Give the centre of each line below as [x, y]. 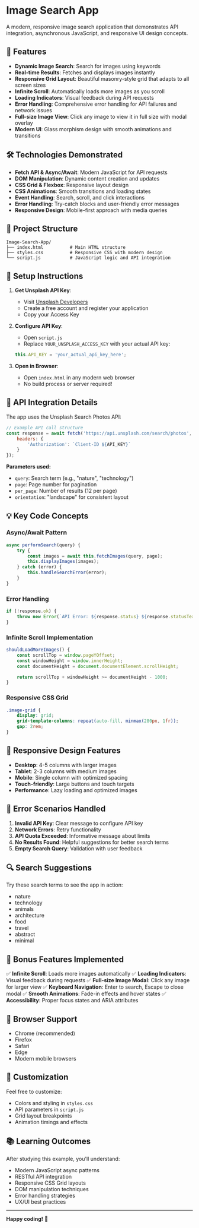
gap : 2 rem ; [30, 727]
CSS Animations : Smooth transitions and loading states [83, 191]
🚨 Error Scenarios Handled [56, 809]
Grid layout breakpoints [43, 1115]
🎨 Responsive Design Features [64, 751]
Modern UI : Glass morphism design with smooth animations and [93, 129]
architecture [30, 916]
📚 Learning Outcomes [49, 1142]
